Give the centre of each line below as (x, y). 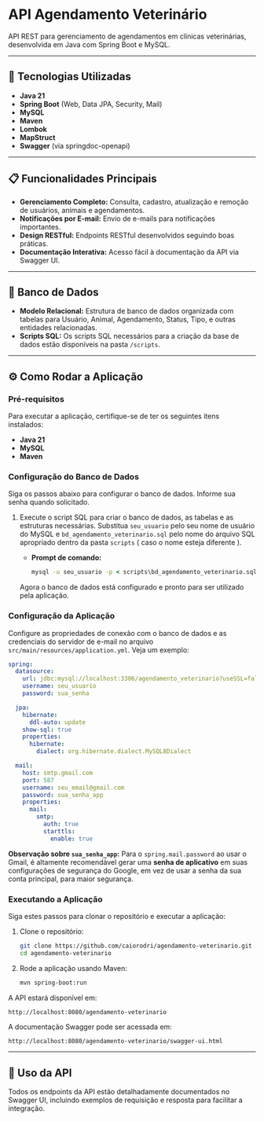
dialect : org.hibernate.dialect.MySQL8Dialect (114, 752)
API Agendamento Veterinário (108, 15)
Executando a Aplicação (55, 899)
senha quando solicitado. (49, 502)
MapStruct (37, 137)
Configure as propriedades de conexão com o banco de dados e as (117, 633)
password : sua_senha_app (63, 795)
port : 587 (38, 780)
